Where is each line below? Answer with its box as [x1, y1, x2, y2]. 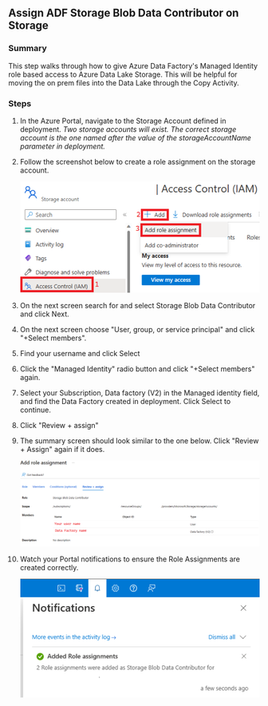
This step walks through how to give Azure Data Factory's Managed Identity [8, 61, 258, 70]
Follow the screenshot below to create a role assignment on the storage [19, 157, 256, 166]
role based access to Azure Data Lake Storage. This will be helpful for [8, 69, 238, 79]
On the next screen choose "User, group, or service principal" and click [19, 325, 255, 335]
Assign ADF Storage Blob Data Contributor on [8, 6, 239, 20]
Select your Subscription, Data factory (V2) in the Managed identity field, [19, 388, 260, 398]
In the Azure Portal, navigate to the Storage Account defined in [19, 116, 227, 125]
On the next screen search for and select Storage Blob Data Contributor [19, 301, 256, 311]
